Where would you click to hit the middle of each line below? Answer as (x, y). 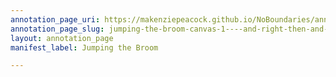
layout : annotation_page (62, 38)
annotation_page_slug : (57, 29)
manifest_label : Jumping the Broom (84, 47)
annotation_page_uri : (55, 19)
